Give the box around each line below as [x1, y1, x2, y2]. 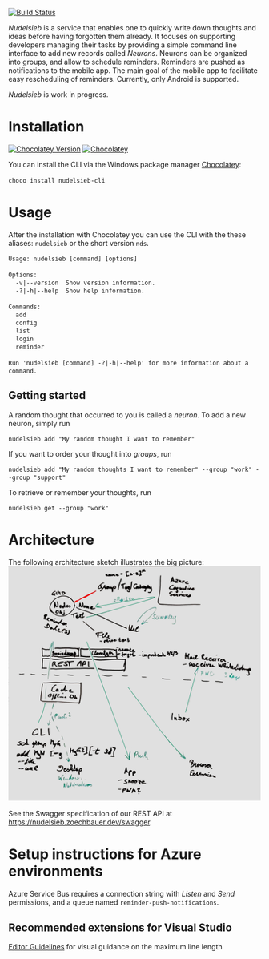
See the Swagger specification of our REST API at [8, 809, 173, 819]
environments [8, 862, 103, 880]
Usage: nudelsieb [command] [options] [8, 255, 138, 263]
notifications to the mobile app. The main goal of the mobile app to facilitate [8, 66, 258, 75]
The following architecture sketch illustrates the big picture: [8, 557, 204, 566]
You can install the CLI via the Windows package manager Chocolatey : [8, 159, 242, 169]
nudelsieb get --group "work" [8, 504, 110, 512]
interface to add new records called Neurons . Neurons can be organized [8, 49, 247, 58]
